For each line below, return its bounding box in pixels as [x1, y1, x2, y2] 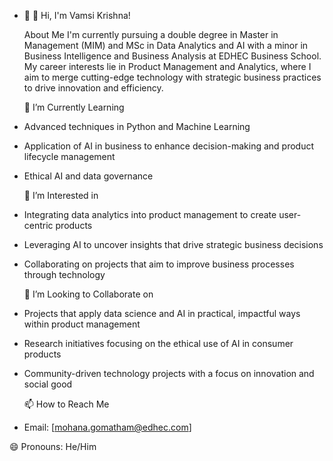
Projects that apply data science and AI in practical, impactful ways [23, 308, 301, 319]
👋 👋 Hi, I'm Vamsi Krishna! [23, 10, 131, 21]
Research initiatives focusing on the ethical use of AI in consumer [23, 338, 294, 349]
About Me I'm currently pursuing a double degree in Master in [23, 29, 279, 40]
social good [23, 378, 73, 390]
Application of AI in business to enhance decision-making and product [23, 140, 314, 152]
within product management [23, 318, 141, 330]
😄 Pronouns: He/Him [9, 441, 97, 452]
